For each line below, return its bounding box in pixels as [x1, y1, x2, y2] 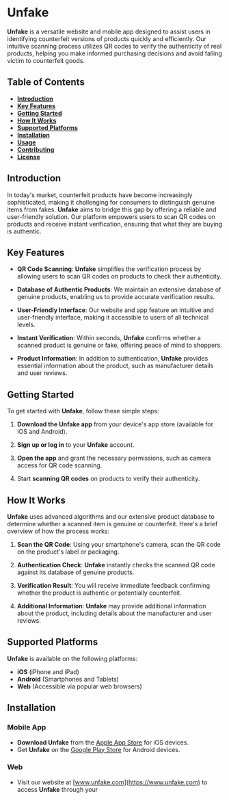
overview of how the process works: [7, 527, 110, 535]
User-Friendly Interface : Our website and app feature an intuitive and [16, 306, 214, 314]
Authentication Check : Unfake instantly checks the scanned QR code [16, 561, 215, 569]
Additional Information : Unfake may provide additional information [16, 602, 206, 610]
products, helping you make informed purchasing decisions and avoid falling [7, 49, 222, 57]
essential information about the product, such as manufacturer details [16, 361, 214, 370]
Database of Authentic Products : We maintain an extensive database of [16, 285, 221, 294]
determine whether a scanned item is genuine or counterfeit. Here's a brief [7, 520, 218, 528]
